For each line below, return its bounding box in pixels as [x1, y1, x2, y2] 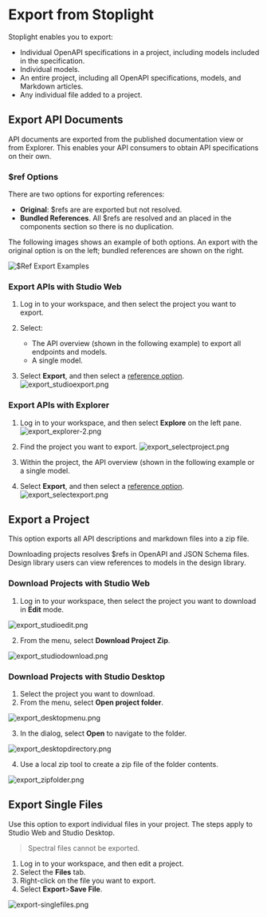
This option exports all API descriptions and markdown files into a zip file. [8, 534, 249, 544]
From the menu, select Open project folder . [19, 697, 163, 708]
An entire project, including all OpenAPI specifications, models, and [19, 73, 241, 82]
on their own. [8, 151, 52, 161]
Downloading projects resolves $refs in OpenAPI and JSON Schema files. [8, 550, 249, 559]
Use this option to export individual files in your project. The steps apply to [8, 819, 253, 828]
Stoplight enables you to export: [8, 32, 113, 42]
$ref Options [8, 171, 58, 182]
